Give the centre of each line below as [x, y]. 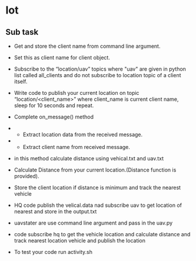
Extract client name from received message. [77, 147]
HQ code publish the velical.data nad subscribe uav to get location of [98, 205]
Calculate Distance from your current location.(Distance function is [95, 170]
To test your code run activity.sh [53, 252]
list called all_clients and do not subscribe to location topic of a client [97, 75]
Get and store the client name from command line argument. [87, 46]
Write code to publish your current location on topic [77, 93]
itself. [21, 81]
